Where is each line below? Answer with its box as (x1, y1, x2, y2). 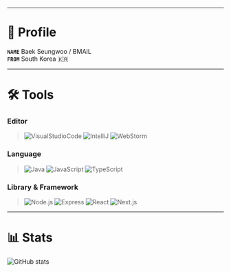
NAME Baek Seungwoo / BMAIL (7, 47, 91, 55)
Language (7, 149, 42, 159)
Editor (7, 117, 28, 126)
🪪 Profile (7, 25, 57, 40)
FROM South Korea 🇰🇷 (7, 55, 69, 63)
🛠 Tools (7, 87, 54, 103)
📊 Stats (7, 230, 53, 246)
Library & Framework (7, 182, 79, 192)
